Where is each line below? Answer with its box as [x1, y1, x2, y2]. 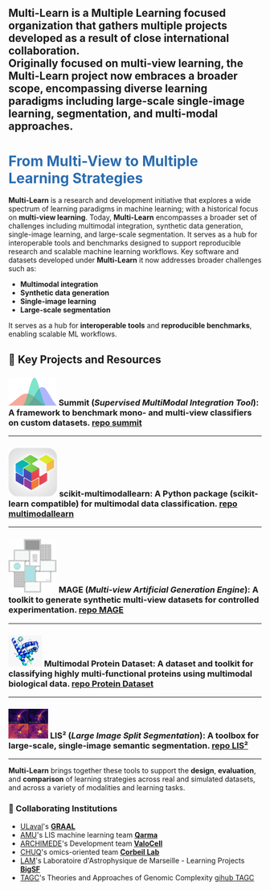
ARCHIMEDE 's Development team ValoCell [19, 838, 163, 848]
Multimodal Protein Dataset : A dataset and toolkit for [43, 657, 254, 669]
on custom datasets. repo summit [8, 417, 142, 428]
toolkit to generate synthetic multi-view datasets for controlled [8, 595, 260, 606]
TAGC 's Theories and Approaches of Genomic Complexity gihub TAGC [19, 872, 255, 882]
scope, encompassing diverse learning [8, 82, 208, 96]
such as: [8, 264, 37, 274]
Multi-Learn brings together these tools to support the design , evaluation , [8, 766, 256, 776]
